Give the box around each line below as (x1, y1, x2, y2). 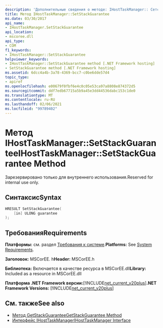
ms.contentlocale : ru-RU (5, 98, 55, 102)
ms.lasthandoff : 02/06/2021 (5, 102, 62, 107)
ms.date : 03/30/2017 (5, 16, 47, 21)
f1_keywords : (5, 48, 32, 52)
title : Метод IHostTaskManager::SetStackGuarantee (5, 12, 110, 16)
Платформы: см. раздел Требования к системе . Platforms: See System (5, 242, 152, 247)
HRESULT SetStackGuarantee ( (5, 206, 62, 211)
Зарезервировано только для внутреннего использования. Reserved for (5, 174, 154, 180)
